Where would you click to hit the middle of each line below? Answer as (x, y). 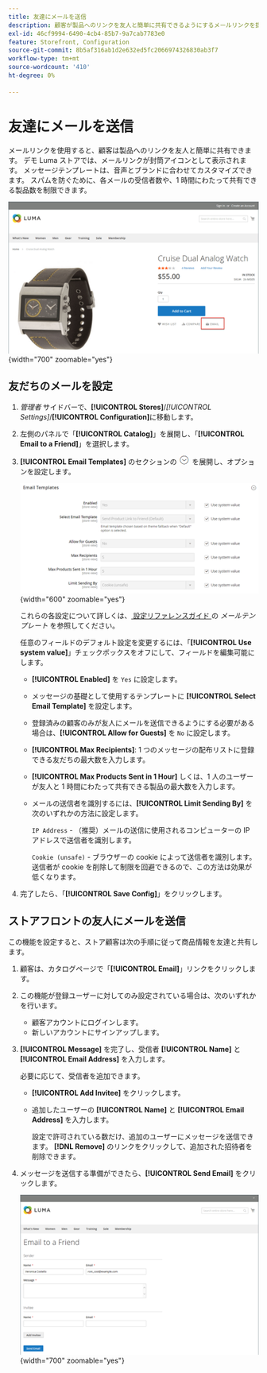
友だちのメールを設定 (60, 387)
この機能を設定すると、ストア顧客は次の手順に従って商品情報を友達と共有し (133, 942)
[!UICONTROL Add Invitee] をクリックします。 (108, 1093)
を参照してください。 (84, 625)
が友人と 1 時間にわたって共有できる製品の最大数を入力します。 (135, 786)
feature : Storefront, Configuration (69, 42)
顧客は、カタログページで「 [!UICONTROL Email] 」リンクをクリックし (134, 969)
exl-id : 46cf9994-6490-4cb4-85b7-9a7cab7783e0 (87, 33)
